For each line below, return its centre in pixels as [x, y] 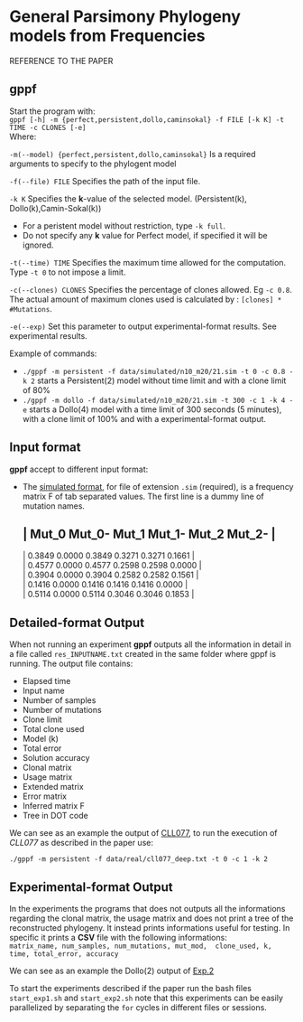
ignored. [38, 245]
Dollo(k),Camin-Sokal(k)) [55, 208]
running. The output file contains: [71, 664]
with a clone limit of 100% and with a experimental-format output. [144, 418]
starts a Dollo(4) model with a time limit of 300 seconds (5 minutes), [155, 409]
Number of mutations [62, 710]
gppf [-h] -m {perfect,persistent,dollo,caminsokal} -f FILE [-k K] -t [147, 119]
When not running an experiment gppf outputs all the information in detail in [150, 644]
